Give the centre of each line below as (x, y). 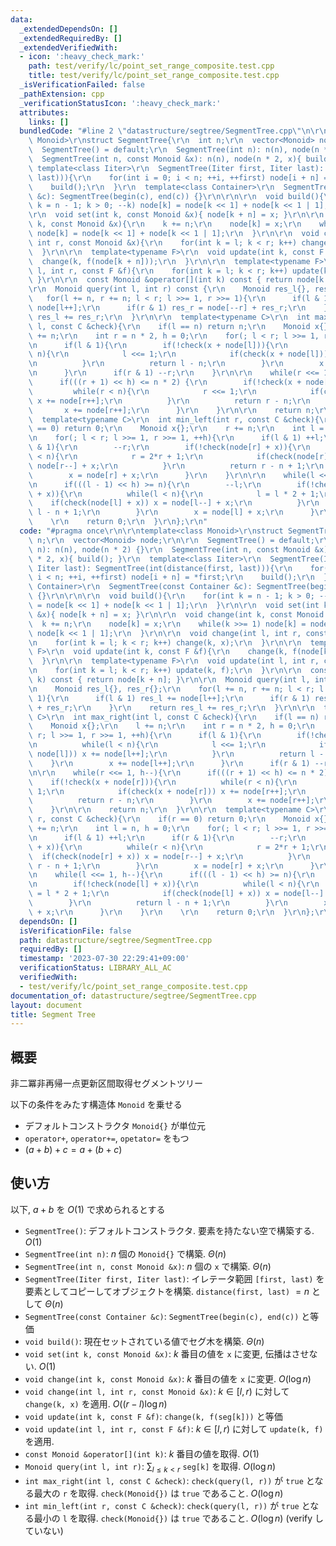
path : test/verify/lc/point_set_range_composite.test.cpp (151, 66)
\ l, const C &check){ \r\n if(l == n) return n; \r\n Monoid (169, 326)
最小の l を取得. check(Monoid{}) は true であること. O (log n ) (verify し (179, 1518)
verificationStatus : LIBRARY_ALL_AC (95, 968)
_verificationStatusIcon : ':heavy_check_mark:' (120, 103)
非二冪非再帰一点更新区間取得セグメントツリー (106, 1083)
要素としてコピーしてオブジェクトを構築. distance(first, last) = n (167, 1291)
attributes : (44, 112)
